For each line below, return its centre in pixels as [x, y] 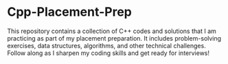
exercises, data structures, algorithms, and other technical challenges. [106, 45]
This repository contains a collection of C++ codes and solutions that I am [112, 31]
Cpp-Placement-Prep [69, 12]
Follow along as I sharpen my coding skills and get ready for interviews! [109, 53]
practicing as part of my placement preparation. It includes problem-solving [114, 38]
